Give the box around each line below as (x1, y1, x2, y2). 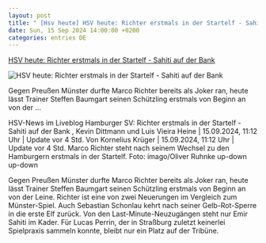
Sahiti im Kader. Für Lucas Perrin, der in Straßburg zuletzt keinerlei (8, 218, 226, 227)
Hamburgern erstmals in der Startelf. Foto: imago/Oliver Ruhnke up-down (8, 152, 247, 161)
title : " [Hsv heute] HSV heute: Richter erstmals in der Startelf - (8, 19, 243, 27)
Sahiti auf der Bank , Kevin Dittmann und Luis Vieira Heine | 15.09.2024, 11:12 (8, 127, 257, 136)
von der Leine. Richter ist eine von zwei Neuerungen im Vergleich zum (8, 192, 237, 202)
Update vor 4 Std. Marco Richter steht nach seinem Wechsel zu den (8, 143, 230, 153)
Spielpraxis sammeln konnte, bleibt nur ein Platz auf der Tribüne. (8, 226, 219, 236)
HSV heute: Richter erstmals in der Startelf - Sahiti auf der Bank (8, 55, 215, 65)
